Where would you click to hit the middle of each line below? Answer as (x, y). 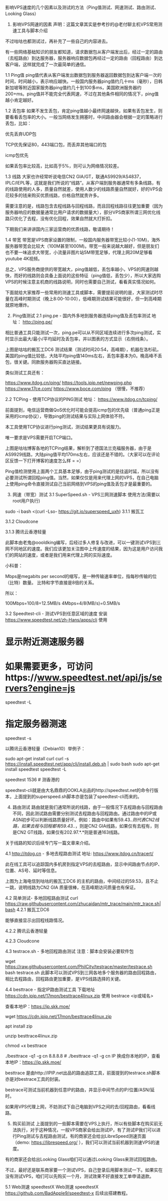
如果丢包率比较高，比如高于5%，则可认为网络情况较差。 (63, 166)
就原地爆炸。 (18, 305)
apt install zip (19, 1026)
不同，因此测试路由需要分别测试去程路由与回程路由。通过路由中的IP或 (84, 814)
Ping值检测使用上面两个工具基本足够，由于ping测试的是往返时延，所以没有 (82, 471)
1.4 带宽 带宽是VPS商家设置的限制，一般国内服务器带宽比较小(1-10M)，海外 (83, 240)
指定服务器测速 (36, 724)
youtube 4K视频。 (24, 259)
